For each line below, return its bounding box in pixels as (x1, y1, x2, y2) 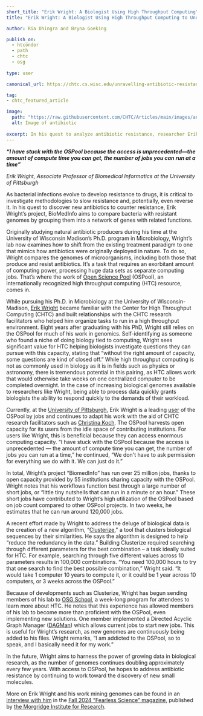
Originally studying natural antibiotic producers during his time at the (6, 228, 177, 235)
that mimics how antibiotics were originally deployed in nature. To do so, (6, 247, 186, 254)
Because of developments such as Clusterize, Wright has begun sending (6, 589, 187, 597)
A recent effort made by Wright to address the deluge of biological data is (6, 519, 190, 527)
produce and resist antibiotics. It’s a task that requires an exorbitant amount (6, 260, 195, 267)
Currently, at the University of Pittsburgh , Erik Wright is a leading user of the (6, 406, 196, 413)
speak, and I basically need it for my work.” (6, 640, 114, 648)
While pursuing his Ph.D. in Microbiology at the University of (6, 297, 156, 305)
